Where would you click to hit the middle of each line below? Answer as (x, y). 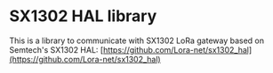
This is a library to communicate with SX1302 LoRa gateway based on (137, 40)
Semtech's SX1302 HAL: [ (56, 49)
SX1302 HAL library (83, 16)
